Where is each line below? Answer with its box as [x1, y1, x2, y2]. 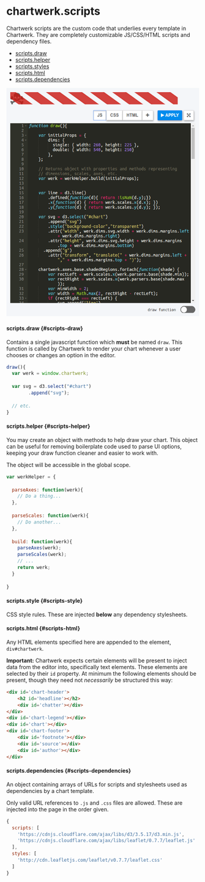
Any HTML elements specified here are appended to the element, [6, 638, 171, 646]
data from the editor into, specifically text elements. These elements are [6, 663, 188, 670]
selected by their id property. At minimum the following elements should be [6, 670, 197, 677]
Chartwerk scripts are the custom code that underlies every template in [6, 25, 187, 32]
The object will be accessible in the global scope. [6, 461, 131, 468]
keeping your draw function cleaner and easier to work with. [6, 449, 158, 457]
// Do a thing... [17, 493, 62, 500]
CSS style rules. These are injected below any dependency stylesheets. [6, 611, 188, 618]
